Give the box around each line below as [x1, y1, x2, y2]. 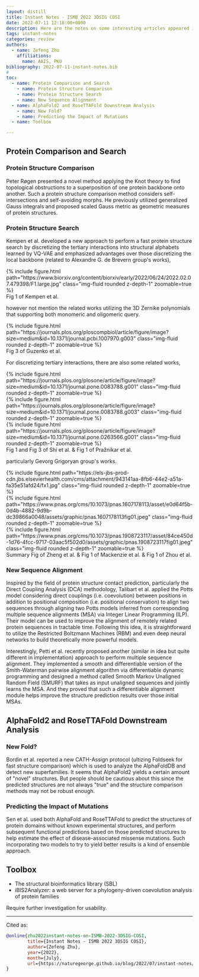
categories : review [6, 36, 54, 42]
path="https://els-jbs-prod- [62, 470, 129, 477]
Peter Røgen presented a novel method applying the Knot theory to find [6, 177, 181, 185]
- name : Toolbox [11, 119, 52, 125]
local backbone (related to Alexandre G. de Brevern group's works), [6, 256, 171, 264]
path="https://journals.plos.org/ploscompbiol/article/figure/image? [6, 329, 169, 336]
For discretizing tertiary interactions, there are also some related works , [6, 359, 181, 366]
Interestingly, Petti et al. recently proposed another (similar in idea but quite [6, 648, 190, 655]
